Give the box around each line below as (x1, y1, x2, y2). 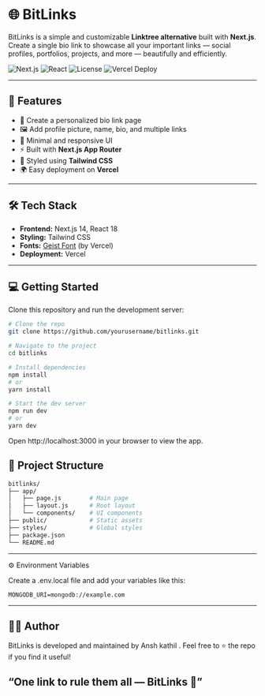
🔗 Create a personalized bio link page (19, 115, 142, 125)
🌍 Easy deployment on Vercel (19, 164, 119, 174)
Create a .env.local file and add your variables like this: (8, 575, 186, 585)
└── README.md (8, 538, 55, 546)
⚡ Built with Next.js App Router (19, 144, 122, 154)
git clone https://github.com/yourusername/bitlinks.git (8, 327, 200, 336)
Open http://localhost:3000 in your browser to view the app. (8, 436, 203, 445)
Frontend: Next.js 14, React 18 (19, 223, 118, 234)
